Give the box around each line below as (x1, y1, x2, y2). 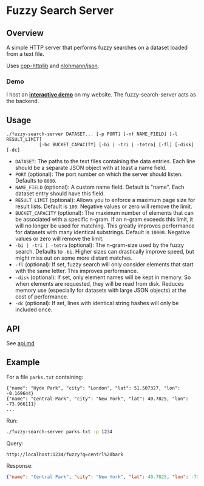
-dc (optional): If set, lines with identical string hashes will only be (15, 300, 179, 307)
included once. (15, 306, 53, 313)
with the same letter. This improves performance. (15, 268, 138, 275)
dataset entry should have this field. (15, 190, 105, 197)
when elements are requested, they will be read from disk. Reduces (15, 280, 184, 288)
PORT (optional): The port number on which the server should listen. (15, 170, 183, 178)
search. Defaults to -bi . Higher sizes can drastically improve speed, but (15, 248, 194, 255)
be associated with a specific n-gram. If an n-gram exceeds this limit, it (15, 216, 193, 223)
